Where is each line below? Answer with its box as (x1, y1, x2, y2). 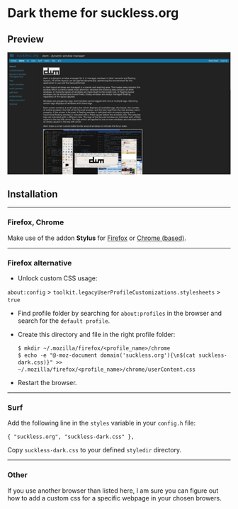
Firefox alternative (7, 258, 72, 268)
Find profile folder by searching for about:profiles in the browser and (17, 309, 222, 318)
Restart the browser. (17, 379, 77, 387)
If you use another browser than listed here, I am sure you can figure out (7, 486, 219, 495)
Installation (7, 188, 58, 200)
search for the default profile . (17, 316, 110, 325)
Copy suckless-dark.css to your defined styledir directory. (7, 446, 182, 454)
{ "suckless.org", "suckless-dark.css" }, (7, 433, 135, 440)
